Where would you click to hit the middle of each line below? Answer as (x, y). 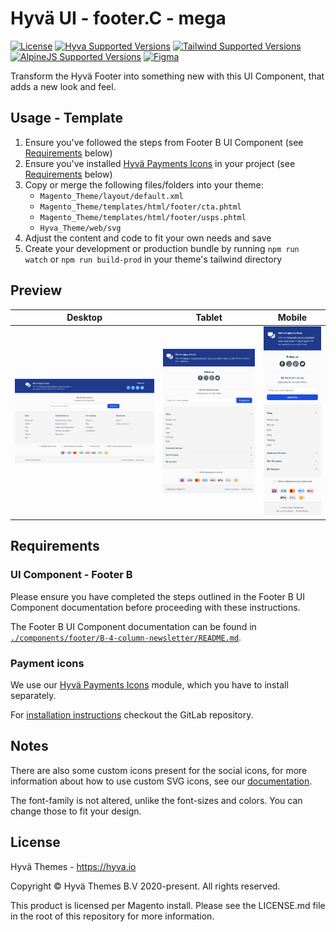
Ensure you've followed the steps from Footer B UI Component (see (164, 142)
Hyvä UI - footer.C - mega (118, 18)
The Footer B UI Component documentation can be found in (133, 626)
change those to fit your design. (76, 811)
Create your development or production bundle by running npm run (162, 248)
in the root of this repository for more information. (112, 916)
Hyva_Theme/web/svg (80, 228)
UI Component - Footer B (71, 575)
